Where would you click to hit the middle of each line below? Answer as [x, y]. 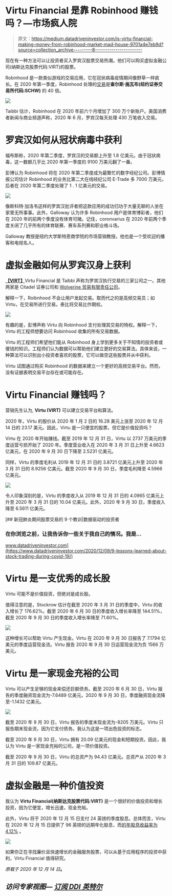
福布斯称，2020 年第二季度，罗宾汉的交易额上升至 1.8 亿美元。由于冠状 [81, 155]
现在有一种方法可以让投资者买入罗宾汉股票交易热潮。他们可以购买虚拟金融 [84, 60]
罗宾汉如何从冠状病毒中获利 [64, 140]
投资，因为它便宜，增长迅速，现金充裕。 [48, 807]
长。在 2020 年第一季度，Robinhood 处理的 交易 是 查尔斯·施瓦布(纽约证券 [82, 84]
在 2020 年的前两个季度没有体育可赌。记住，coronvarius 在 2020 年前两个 [84, 219]
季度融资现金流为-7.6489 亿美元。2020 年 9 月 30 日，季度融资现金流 [88, 695]
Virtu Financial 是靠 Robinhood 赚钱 [82, 11]
